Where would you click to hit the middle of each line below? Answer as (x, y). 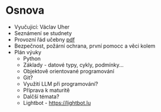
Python (32, 58)
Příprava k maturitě (46, 90)
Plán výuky (28, 52)
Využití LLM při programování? (61, 83)
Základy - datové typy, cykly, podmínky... (73, 65)
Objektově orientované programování (69, 71)
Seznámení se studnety (43, 33)
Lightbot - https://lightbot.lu (57, 102)
